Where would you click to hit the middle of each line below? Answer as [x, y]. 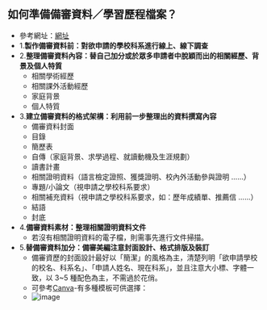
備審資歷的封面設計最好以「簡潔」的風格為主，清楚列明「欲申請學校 [144, 258]
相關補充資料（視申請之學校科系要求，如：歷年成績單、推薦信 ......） [144, 197]
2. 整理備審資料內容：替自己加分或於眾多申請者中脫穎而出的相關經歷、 [136, 56]
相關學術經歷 [52, 76]
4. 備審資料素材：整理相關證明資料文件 [83, 227]
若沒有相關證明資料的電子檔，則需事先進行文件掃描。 [120, 237]
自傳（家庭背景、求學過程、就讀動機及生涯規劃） [113, 157]
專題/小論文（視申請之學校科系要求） [93, 186]
